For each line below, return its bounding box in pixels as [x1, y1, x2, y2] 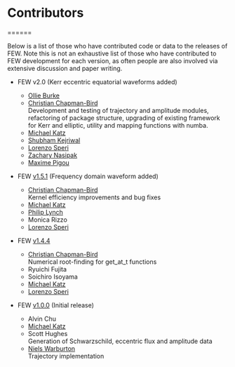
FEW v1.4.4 [17, 236, 51, 245]
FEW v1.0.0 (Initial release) [17, 300, 95, 309]
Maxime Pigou [27, 158, 70, 166]
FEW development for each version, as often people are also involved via [7, 56, 218, 65]
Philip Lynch [27, 208, 63, 216]
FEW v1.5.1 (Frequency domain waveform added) [17, 172, 159, 180]
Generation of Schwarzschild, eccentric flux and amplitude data [27, 337, 213, 345]
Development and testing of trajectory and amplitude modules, [27, 106, 209, 114]
